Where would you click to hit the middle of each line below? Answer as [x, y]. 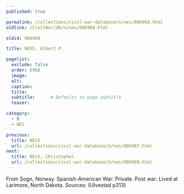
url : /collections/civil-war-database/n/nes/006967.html [82, 146]
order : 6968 [26, 70]
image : [19, 76]
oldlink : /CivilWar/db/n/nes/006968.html [57, 28]
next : [13, 151]
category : [18, 114]
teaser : [21, 103]
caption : [22, 86]
